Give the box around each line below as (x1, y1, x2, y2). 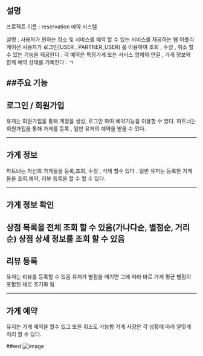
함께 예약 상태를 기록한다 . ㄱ (6, 58, 74, 65)
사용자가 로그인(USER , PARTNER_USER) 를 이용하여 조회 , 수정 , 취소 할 (22, 43, 194, 50)
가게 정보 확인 (6, 200, 54, 210)
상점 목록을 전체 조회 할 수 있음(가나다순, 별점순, (6, 222, 173, 233)
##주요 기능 (6, 78, 48, 88)
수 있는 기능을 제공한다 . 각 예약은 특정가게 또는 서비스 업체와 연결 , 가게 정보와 (6, 51, 192, 58)
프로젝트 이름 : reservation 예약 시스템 (6, 23, 97, 30)
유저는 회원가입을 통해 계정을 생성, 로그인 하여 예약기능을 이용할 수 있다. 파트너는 (6, 117, 196, 125)
